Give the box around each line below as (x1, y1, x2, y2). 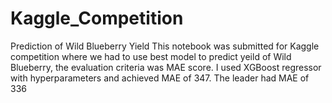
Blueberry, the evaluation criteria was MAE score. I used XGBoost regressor (10, 61, 322, 73)
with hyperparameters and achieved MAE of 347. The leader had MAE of (10, 72, 310, 84)
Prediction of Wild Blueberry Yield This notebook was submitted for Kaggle (10, 40, 320, 52)
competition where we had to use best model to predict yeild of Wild (10, 50, 292, 62)
